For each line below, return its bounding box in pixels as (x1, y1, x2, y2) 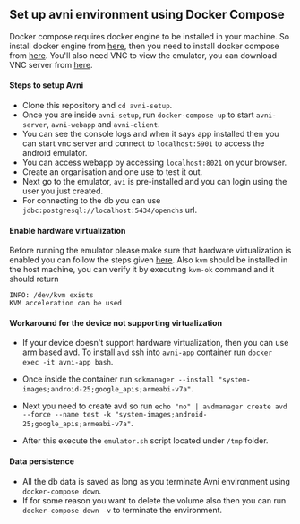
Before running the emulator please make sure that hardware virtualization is (9, 245, 292, 256)
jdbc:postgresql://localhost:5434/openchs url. (21, 205, 198, 216)
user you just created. (21, 185, 104, 196)
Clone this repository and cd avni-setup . (21, 100, 173, 111)
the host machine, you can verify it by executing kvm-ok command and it (9, 264, 275, 275)
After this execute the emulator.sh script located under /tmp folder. (21, 435, 269, 446)
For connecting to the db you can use (21, 195, 161, 206)
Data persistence (9, 456, 74, 467)
